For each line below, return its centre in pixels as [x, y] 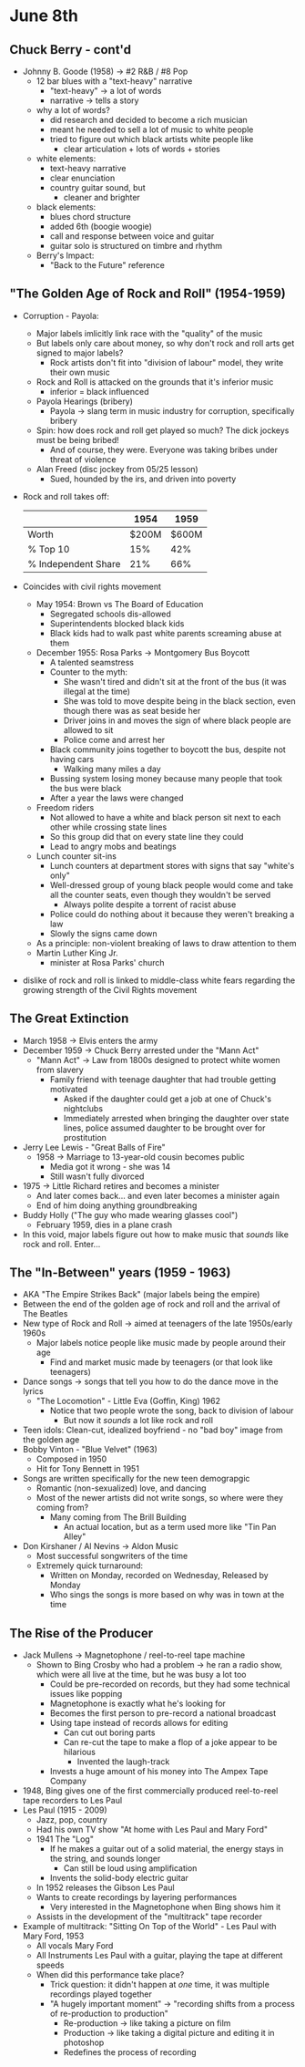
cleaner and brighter [102, 197]
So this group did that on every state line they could [147, 836]
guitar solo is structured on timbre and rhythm [136, 246]
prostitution [85, 1137]
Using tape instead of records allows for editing [139, 1723]
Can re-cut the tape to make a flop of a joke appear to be [170, 1742]
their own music [80, 372]
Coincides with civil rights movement [92, 586]
